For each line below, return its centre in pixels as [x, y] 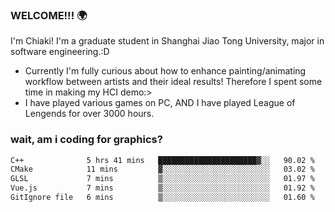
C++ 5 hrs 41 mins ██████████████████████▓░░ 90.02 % [162, 160]
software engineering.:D [60, 52]
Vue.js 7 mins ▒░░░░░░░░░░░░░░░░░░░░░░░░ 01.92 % [162, 188]
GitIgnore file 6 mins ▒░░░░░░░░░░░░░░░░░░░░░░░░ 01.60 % [162, 198]
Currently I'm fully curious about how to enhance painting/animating [165, 71]
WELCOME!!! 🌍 [49, 15]
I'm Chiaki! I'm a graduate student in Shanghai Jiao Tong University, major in [167, 41]
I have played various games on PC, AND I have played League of [160, 103]
